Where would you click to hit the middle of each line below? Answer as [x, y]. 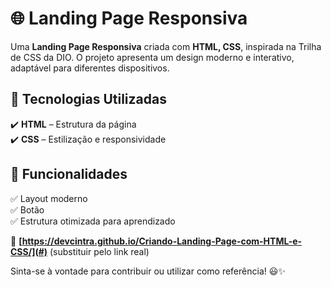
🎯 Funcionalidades [69, 174]
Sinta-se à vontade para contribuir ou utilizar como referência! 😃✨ [148, 271]
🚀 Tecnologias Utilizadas [88, 99]
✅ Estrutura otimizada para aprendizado [93, 221]
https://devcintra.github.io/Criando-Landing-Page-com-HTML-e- [162, 241]
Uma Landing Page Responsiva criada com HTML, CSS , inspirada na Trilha [166, 46]
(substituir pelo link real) [99, 251]
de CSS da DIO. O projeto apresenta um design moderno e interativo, [152, 57]
